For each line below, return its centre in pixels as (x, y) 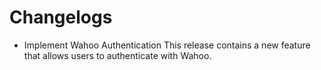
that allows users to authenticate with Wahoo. (117, 55)
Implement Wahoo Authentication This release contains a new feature (167, 45)
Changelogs (61, 17)
